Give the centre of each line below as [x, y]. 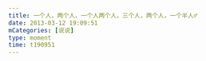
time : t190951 [32, 45]
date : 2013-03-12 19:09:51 [53, 23]
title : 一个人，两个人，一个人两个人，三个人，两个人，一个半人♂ [103, 15]
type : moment [30, 38]
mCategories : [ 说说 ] [41, 30]
